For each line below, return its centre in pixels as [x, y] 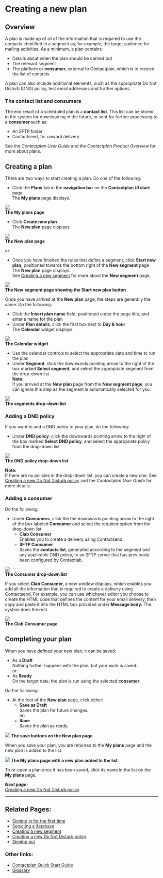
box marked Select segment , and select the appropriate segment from [83, 369]
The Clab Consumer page [31, 623]
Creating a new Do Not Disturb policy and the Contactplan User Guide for [78, 481]
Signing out [24, 842]
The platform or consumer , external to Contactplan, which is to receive [83, 69]
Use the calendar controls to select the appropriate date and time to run [84, 353]
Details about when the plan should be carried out [62, 58]
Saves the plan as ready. [44, 726]
